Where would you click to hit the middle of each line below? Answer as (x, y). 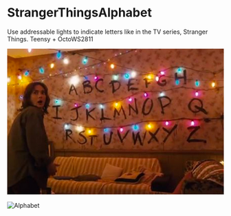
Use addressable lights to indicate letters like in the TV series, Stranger (108, 32)
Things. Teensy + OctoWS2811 (51, 39)
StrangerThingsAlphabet (80, 13)
